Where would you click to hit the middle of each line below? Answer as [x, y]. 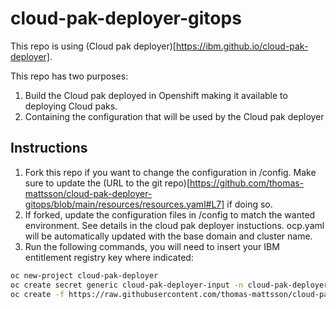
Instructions [49, 148]
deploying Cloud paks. [71, 106]
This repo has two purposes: [69, 76]
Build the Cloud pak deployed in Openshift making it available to [156, 95]
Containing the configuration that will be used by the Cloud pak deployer [174, 116]
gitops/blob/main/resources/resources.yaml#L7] [124, 204]
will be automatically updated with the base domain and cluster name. [168, 236]
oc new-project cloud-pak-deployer [84, 275]
